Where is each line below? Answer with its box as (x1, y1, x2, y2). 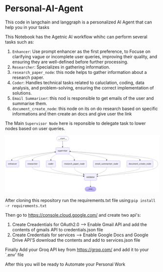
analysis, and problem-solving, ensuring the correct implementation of (12, 85, 154, 91)
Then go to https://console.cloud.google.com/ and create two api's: (5, 212, 141, 218)
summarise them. (12, 100, 47, 106)
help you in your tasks (5, 24, 50, 30)
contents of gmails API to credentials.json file (12, 227, 103, 232)
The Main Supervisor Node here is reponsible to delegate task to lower (5, 120, 146, 126)
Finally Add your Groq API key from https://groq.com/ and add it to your (5, 247, 149, 252)
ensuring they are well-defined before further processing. (12, 59, 128, 65)
